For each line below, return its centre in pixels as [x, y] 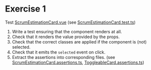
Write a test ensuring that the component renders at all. [67, 31]
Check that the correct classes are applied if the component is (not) [79, 42]
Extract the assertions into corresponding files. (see [63, 57]
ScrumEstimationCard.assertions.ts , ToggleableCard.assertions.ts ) [78, 62]
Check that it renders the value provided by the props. [66, 37]
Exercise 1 [26, 9]
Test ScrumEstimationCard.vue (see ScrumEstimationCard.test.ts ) [70, 22]
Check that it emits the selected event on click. [59, 52]
